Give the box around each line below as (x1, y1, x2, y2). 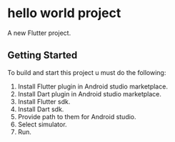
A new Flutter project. (7, 29, 71, 37)
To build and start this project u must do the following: (7, 68, 166, 76)
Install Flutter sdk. (17, 97, 71, 106)
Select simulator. (17, 120, 67, 128)
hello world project (7, 5, 121, 21)
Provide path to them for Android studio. (17, 112, 137, 121)
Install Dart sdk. (17, 105, 64, 113)
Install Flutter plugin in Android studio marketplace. (17, 82, 168, 91)
